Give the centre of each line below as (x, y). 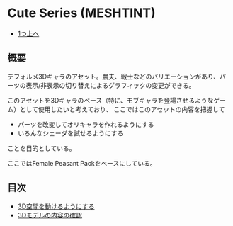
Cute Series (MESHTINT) (81, 13)
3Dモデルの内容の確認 (50, 215)
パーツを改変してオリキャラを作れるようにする (86, 124)
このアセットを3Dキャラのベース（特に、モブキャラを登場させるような (110, 100)
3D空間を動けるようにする (56, 206)
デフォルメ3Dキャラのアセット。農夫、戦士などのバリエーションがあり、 (114, 77)
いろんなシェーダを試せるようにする (70, 133)
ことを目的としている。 (41, 148)
